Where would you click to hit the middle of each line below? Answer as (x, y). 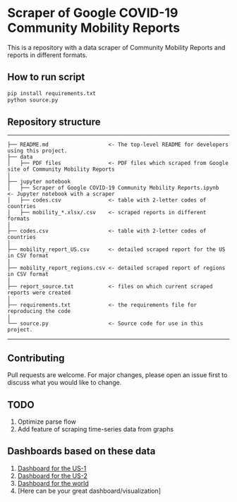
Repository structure (54, 122)
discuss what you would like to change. (65, 383)
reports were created (39, 293)
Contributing (36, 358)
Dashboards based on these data (81, 452)
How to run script (46, 77)
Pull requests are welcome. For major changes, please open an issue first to (117, 375)
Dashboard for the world (53, 483)
